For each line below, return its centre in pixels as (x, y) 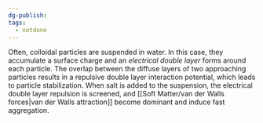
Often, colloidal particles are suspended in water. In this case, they (116, 52)
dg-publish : (27, 15)
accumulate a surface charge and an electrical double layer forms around (127, 60)
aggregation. (29, 110)
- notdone (31, 30)
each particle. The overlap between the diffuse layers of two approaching (127, 69)
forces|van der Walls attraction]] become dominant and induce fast (117, 102)
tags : (17, 23)
